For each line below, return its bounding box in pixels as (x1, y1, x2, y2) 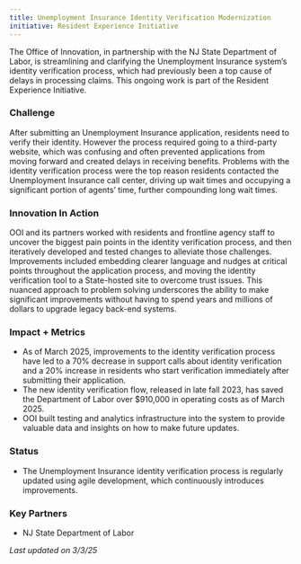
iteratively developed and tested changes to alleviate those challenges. (9, 246, 272, 257)
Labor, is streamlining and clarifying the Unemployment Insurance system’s (9, 56, 288, 66)
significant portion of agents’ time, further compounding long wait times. (9, 184, 279, 195)
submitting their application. (22, 375, 127, 386)
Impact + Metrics (9, 326, 85, 339)
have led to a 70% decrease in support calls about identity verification (22, 356, 283, 366)
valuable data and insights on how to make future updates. (22, 423, 240, 434)
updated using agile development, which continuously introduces (22, 475, 265, 486)
